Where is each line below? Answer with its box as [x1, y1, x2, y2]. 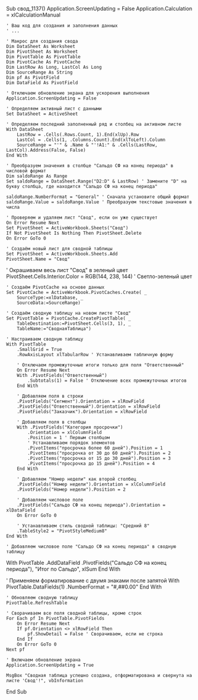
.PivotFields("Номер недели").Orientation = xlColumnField [17, 481, 166, 487]
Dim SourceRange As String [6, 69, 73, 75]
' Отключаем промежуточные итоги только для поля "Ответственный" [17, 362, 184, 368]
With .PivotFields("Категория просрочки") [17, 424, 123, 430]
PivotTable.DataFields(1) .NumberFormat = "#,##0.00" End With [6, 583, 162, 590]
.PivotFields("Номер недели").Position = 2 [17, 487, 126, 493]
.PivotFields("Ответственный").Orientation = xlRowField [17, 404, 161, 410]
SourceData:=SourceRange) [17, 300, 81, 306]
